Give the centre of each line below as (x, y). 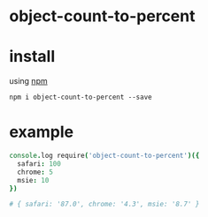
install (32, 57)
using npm (28, 81)
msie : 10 (33, 180)
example (42, 132)
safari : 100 (39, 164)
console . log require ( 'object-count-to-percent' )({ (104, 156)
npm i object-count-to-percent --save (81, 97)
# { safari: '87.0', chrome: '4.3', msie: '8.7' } (104, 205)
